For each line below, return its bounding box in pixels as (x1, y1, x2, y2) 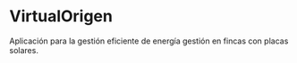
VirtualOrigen (9, 6, 114, 27)
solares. (9, 44, 38, 55)
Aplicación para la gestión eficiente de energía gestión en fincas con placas (9, 35, 289, 46)
